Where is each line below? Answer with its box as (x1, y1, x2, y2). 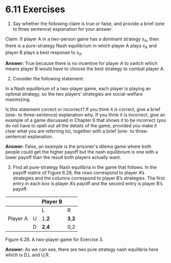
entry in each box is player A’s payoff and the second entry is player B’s (12, 181, 163, 187)
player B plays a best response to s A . (5, 49, 83, 57)
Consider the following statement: (12, 76, 84, 82)
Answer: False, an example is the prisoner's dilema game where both (5, 143, 152, 149)
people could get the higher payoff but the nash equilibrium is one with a (5, 149, 158, 155)
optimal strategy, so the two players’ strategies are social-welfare (5, 91, 143, 97)
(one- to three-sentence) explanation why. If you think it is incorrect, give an (5, 112, 166, 118)
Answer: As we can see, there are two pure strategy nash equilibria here (5, 247, 158, 253)
